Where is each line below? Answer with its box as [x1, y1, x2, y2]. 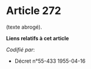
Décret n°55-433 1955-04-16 [14, 57, 86, 64]
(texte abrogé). [6, 23, 42, 30]
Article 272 [6, 4, 62, 18]
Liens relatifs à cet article [6, 34, 69, 42]
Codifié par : [6, 46, 35, 53]
